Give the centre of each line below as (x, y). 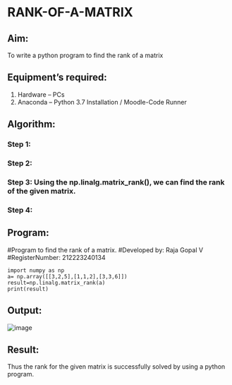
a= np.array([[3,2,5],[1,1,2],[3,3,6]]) (68, 276)
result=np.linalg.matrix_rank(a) (56, 283)
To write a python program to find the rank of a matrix (85, 55)
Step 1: (19, 144)
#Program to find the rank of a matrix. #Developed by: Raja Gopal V (105, 250)
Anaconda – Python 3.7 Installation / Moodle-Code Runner (102, 102)
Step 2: (20, 163)
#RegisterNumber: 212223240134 (56, 257)
